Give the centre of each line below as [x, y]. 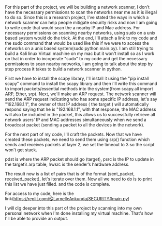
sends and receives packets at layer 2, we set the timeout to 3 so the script [80, 145]
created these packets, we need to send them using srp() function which [77, 139]
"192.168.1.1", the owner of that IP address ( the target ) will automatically [77, 104]
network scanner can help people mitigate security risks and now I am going [81, 22]
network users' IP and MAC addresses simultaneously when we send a [76, 120]
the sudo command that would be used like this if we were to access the [77, 43]
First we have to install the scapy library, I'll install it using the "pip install [77, 78]
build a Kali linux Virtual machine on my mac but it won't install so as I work [80, 53]
